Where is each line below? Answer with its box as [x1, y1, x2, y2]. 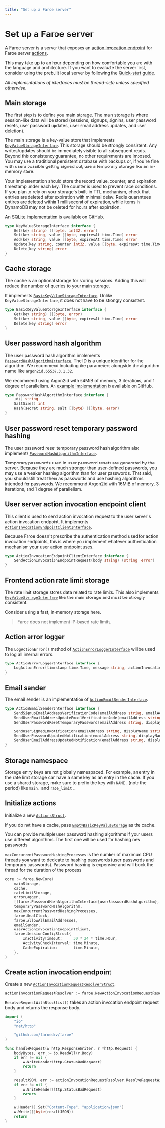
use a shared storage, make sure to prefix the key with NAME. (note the [5, 780, 147, 786]
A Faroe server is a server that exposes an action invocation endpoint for [5, 45, 153, 51]
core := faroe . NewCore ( [5, 876, 54, 882]
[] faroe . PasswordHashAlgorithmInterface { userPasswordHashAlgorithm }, [14, 899, 160, 904]
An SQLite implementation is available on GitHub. [5, 214, 105, 220]
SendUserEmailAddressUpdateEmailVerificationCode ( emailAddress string [14, 715, 162, 720]
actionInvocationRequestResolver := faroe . [5, 991, 96, 995]
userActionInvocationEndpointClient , [14, 927, 91, 932]
